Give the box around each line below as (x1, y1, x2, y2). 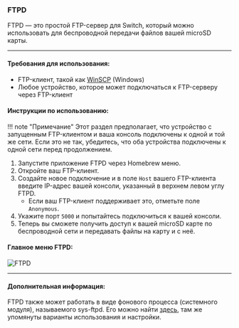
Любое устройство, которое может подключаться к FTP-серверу (17, 83, 218, 91)
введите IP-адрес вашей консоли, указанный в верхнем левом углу (17, 181, 225, 190)
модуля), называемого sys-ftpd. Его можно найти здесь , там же (7, 305, 203, 314)
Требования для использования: (7, 59, 110, 68)
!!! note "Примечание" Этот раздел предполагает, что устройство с (7, 122, 212, 131)
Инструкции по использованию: (7, 107, 109, 115)
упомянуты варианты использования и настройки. (7, 313, 161, 322)
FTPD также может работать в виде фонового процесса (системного (7, 297, 218, 307)
